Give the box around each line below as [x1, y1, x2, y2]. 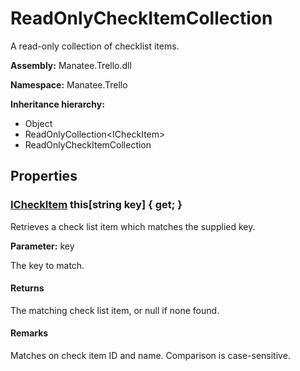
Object [24, 117, 53, 129]
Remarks [10, 327, 49, 339]
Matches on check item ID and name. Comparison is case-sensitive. [10, 350, 291, 362]
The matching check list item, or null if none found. [10, 304, 220, 316]
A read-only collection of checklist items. [10, 40, 180, 52]
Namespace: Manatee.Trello [10, 78, 128, 91]
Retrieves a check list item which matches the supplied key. [10, 220, 256, 232]
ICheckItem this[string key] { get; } [10, 198, 183, 212]
